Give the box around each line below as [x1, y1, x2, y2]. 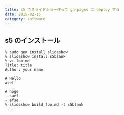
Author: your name [5, 67, 43, 72]
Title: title [5, 63, 32, 68]
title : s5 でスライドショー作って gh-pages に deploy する [5, 7, 120, 12]
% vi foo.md [5, 58, 30, 64]
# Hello [5, 76, 21, 81]
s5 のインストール [5, 36, 61, 45]
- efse [5, 98, 19, 103]
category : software [5, 16, 46, 21]
